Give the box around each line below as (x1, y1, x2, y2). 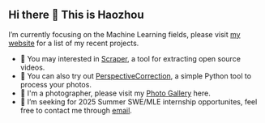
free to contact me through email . (19, 105, 132, 115)
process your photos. (19, 79, 92, 89)
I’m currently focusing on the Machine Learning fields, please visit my (8, 29, 241, 39)
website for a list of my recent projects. (8, 38, 139, 48)
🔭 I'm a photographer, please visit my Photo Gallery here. (19, 88, 211, 98)
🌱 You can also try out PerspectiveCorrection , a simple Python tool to (19, 70, 252, 81)
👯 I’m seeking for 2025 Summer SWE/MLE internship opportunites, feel (19, 96, 258, 106)
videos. (19, 62, 45, 72)
